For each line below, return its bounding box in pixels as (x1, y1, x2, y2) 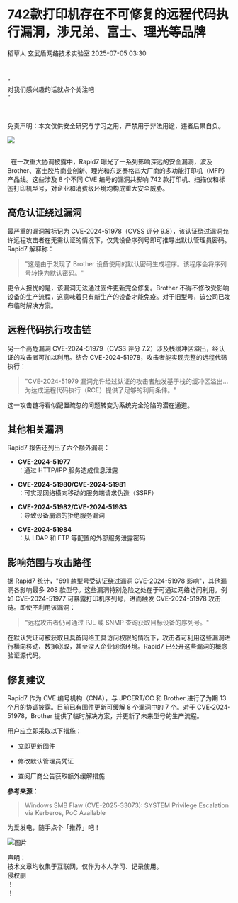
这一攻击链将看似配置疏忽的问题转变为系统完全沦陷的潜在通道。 (7, 401, 193, 409)
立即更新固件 (17, 742, 55, 750)
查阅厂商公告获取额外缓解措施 (17, 772, 105, 780)
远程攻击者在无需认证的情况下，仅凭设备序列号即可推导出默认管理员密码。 (13, 235, 231, 244)
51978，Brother (7, 712, 53, 720)
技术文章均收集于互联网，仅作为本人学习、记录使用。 (7, 862, 163, 870)
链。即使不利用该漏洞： (7, 603, 76, 612)
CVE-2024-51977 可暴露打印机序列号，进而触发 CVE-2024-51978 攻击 (15, 594, 221, 603)
